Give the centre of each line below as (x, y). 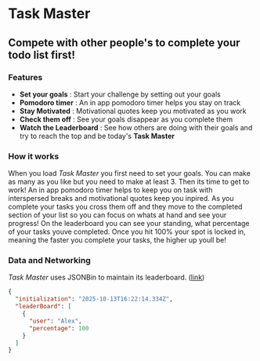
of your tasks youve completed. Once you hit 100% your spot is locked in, (127, 232)
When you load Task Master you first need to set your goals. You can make (129, 173)
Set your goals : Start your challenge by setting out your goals (120, 94)
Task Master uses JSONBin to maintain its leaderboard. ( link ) (107, 277)
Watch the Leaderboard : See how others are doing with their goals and (136, 127)
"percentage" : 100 (59, 328)
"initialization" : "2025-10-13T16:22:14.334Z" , (94, 299)
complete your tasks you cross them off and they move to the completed (125, 207)
